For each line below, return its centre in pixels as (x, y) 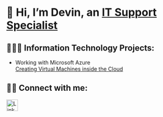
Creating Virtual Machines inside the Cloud (69, 69)
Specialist (32, 25)
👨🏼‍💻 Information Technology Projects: (80, 48)
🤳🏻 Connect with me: (47, 88)
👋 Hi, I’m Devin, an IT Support (81, 12)
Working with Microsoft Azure (53, 62)
